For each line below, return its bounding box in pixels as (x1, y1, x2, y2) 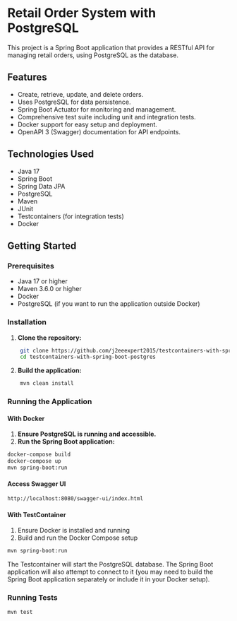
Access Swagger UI (7, 479, 66, 488)
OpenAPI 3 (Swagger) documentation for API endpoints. (17, 127, 181, 136)
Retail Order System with (7, 5, 157, 21)
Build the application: (17, 366, 82, 375)
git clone (20, 347, 49, 354)
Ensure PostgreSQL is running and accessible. (17, 430, 157, 439)
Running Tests (7, 593, 58, 602)
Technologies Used (7, 148, 94, 160)
